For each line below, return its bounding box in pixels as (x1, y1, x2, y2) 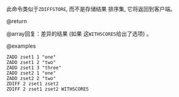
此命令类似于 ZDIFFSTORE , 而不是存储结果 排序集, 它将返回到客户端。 (6, 5, 176, 12)
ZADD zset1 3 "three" (6, 65, 62, 71)
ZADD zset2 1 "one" (6, 70, 56, 76)
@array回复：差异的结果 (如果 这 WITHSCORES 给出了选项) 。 (6, 30, 152, 37)
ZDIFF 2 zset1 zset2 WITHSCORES (6, 86, 89, 92)
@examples (6, 42, 36, 49)
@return (6, 18, 28, 24)
